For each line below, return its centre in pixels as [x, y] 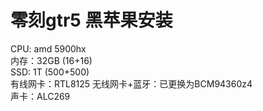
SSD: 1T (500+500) [50, 72]
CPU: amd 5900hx [48, 48]
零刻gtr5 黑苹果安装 [91, 20]
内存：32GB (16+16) [51, 60]
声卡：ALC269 [40, 96]
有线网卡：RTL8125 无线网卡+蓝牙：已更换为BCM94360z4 [131, 83]
